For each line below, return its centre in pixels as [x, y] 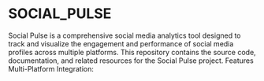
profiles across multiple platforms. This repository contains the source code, [132, 52]
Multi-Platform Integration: [51, 68]
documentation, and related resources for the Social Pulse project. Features [131, 61]
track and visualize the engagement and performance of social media [121, 43]
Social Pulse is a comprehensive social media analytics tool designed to [125, 35]
